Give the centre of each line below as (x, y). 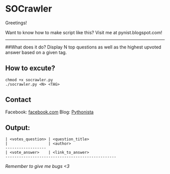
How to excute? (30, 68)
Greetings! (16, 23)
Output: (18, 127)
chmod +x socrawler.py (29, 80)
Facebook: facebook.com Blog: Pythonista (49, 112)
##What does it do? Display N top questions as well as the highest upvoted (83, 47)
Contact (18, 100)
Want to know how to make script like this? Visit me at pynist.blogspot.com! (84, 32)
